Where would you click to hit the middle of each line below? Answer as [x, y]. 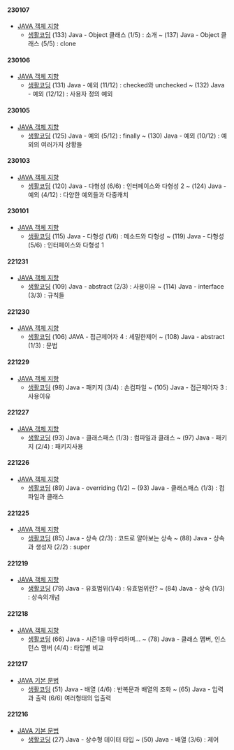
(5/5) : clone [59, 44]
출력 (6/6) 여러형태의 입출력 [73, 698]
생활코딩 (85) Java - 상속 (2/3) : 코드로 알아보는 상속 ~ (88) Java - [119, 538]
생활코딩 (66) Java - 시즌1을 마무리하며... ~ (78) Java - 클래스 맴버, [120, 639]
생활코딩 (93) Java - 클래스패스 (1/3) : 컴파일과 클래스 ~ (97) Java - [121, 438]
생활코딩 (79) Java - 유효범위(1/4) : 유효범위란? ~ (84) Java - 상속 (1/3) [126, 589]
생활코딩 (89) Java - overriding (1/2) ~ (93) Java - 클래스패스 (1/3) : [123, 488]
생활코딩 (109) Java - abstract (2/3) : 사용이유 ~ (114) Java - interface [126, 287]
